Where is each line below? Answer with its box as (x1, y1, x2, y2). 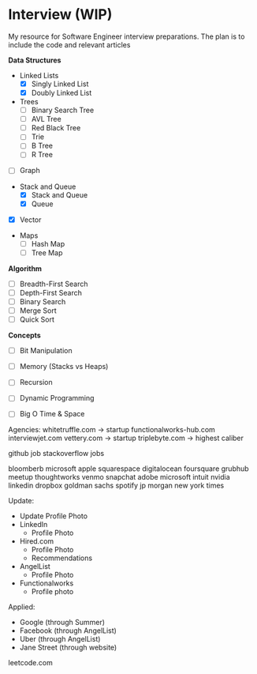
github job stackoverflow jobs (8, 449, 105, 458)
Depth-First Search (19, 288, 83, 297)
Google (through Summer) (19, 618, 105, 627)
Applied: (8, 602, 35, 612)
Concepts (8, 330, 41, 341)
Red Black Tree (31, 123, 81, 133)
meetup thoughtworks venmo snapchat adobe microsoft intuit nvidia (8, 473, 230, 482)
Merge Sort (19, 306, 57, 315)
